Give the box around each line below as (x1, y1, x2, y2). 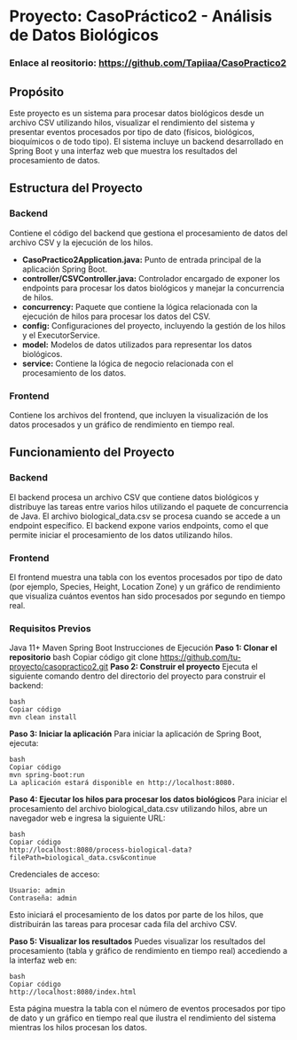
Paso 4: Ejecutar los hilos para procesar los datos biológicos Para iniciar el (9, 794, 288, 805)
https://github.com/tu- (160, 652, 241, 663)
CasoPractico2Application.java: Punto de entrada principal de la (21, 254, 262, 265)
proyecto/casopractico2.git (9, 662, 109, 672)
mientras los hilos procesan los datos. (9, 1022, 148, 1033)
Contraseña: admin (9, 894, 77, 903)
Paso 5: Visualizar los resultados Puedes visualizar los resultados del (9, 936, 266, 947)
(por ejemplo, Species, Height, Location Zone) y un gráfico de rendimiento (9, 581, 281, 591)
